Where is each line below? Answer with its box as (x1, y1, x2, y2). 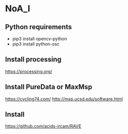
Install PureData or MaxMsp (5, 83, 92, 91)
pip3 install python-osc (12, 41, 60, 47)
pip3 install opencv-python (12, 36, 67, 42)
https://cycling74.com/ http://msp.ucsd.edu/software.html (5, 96, 123, 102)
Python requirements (5, 23, 72, 31)
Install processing (5, 55, 62, 64)
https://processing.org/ (5, 68, 52, 74)
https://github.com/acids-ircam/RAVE (5, 123, 82, 129)
